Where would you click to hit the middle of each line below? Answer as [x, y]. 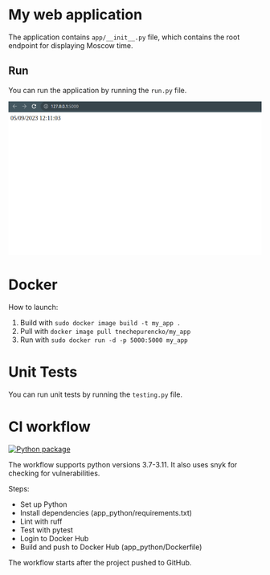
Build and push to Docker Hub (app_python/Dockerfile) [111, 547]
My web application [76, 15]
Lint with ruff [41, 522]
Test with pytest [47, 530]
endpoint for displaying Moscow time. [71, 45]
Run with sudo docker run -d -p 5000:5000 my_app [104, 340]
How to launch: [33, 308]
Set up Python [43, 504]
